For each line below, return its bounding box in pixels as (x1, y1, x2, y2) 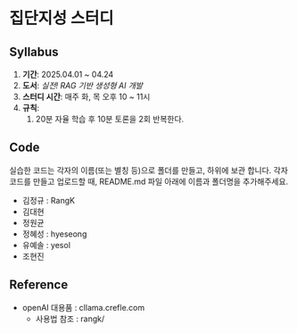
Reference (9, 278, 69, 293)
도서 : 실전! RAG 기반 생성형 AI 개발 (21, 80, 144, 90)
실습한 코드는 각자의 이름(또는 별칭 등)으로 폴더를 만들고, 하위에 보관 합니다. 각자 (9, 164, 288, 175)
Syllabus (9, 44, 60, 59)
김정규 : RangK (21, 195, 76, 205)
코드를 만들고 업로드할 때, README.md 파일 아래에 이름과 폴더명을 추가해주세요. (9, 176, 289, 187)
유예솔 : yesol (21, 239, 71, 250)
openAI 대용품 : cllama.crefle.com (21, 302, 145, 312)
